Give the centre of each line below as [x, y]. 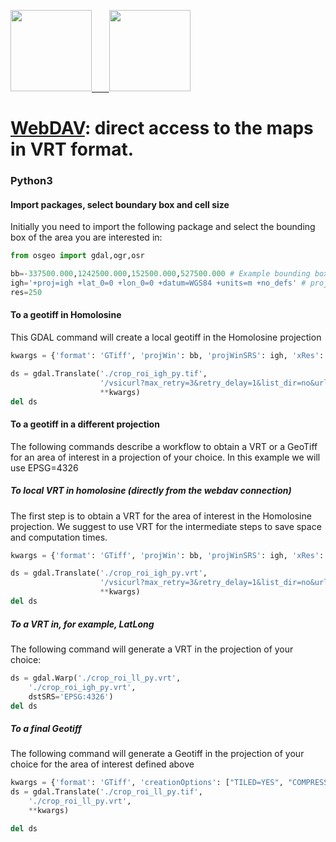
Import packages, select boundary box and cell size [120, 204]
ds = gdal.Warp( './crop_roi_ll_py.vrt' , [96, 678]
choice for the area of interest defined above [102, 764]
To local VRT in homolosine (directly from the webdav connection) [151, 491]
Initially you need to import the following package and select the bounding [163, 227]
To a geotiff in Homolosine [66, 315]
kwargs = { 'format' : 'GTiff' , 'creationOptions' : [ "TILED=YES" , [147, 783]
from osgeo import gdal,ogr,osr [77, 256]
